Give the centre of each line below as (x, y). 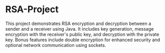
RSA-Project (32, 9)
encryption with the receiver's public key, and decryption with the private (82, 34)
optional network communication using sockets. (56, 45)
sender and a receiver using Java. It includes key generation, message (80, 29)
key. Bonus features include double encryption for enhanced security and (83, 40)
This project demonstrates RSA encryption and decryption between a (78, 23)
